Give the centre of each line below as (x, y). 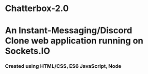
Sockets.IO (28, 51)
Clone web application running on (74, 41)
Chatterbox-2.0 (37, 8)
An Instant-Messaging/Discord (69, 31)
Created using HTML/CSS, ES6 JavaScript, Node (63, 66)
